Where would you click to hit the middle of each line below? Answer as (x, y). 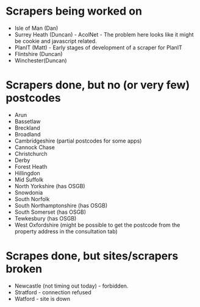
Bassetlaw (27, 121)
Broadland (27, 134)
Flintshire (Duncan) (38, 54)
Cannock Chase (35, 147)
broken (24, 269)
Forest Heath (31, 166)
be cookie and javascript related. (55, 41)
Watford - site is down (42, 298)
